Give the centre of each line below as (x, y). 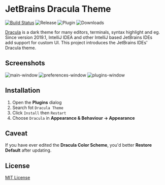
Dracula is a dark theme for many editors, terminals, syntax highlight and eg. (82, 32)
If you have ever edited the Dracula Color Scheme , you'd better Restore (78, 145)
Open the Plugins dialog (37, 102)
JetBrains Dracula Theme (58, 9)
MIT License (18, 178)
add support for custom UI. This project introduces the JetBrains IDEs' (76, 42)
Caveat (16, 133)
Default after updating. (28, 150)
